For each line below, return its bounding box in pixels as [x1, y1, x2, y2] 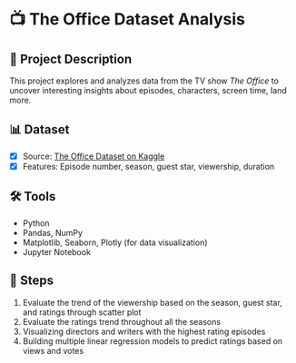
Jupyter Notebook [22, 246, 91, 257]
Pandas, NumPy [22, 227, 84, 238]
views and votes [22, 345, 84, 356]
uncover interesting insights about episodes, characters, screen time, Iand [9, 85, 288, 95]
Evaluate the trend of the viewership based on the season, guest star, [22, 297, 283, 308]
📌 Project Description [9, 51, 133, 66]
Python [22, 217, 50, 229]
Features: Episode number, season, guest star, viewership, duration [22, 161, 275, 172]
